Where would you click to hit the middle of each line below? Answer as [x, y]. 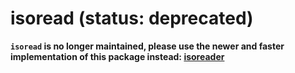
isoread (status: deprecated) [132, 18]
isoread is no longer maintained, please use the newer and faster [147, 46]
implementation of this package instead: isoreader [117, 56]
